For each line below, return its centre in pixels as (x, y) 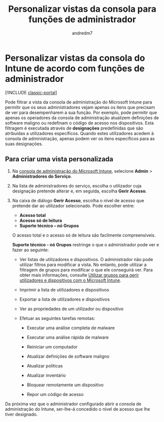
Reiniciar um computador (52, 346)
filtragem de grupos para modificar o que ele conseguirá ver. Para (86, 270)
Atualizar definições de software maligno (68, 356)
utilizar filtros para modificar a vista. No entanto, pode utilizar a (83, 264)
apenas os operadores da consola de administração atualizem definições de (82, 118)
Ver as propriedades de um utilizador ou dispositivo (71, 309)
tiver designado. (22, 414)
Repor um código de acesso (55, 394)
